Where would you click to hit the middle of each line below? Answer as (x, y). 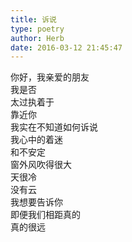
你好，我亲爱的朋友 (50, 77)
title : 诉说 (33, 19)
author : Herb (37, 38)
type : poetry (37, 29)
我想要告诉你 (36, 202)
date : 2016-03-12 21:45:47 (66, 47)
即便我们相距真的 (45, 215)
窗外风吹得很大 (41, 165)
